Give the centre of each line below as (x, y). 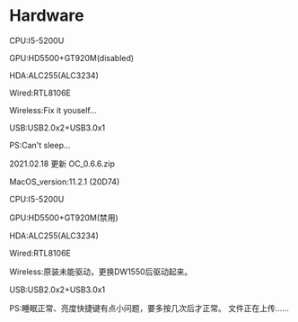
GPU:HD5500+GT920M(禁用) (64, 218)
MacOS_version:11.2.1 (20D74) (65, 182)
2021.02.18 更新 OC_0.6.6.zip (62, 164)
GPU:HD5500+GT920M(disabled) (72, 58)
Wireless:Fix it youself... (53, 110)
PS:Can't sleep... (40, 145)
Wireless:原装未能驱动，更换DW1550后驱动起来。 (101, 272)
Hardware (47, 16)
